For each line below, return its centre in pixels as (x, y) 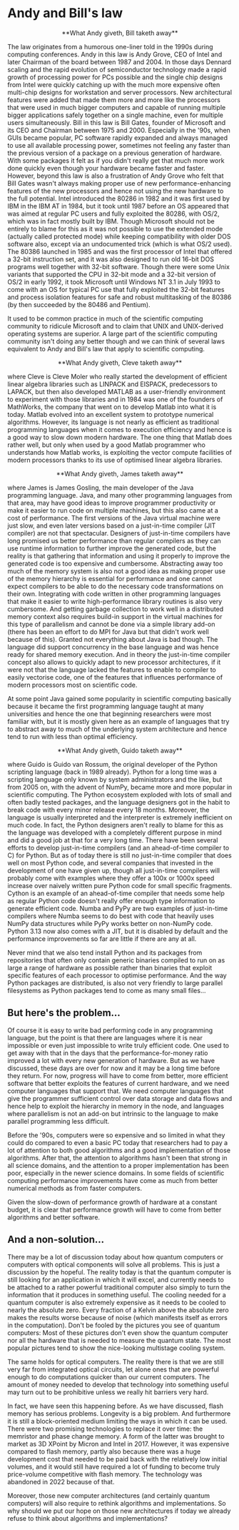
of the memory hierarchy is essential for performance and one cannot (110, 578)
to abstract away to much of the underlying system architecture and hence (117, 729)
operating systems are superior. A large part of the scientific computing (112, 333)
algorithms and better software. (54, 1217)
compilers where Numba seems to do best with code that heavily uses (111, 916)
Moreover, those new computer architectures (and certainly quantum (109, 1495)
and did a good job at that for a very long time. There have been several (113, 840)
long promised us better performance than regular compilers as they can (114, 540)
